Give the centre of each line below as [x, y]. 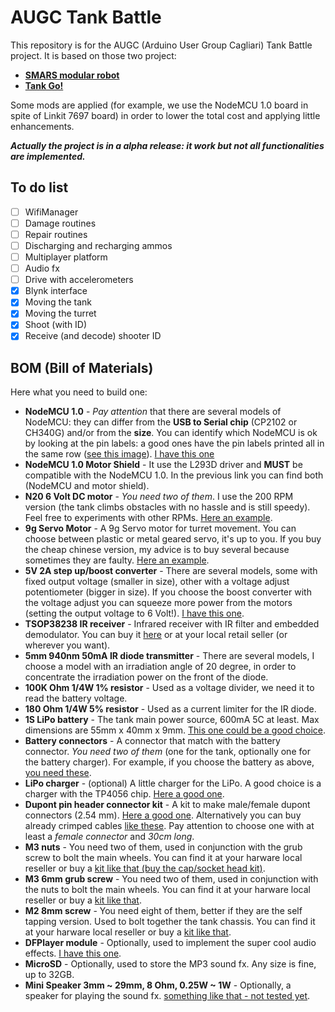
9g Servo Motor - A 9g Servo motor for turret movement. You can [160, 528]
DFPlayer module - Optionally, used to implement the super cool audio [170, 943]
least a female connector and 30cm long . [109, 837]
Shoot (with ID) [56, 325]
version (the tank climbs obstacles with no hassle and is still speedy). [167, 507]
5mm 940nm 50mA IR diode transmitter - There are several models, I [169, 656]
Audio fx [42, 268]
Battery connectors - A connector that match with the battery [152, 741]
